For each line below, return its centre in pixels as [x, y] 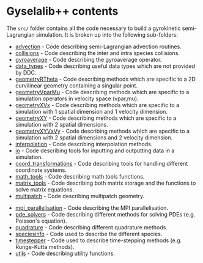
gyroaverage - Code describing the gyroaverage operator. [88, 59]
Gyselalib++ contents [62, 11]
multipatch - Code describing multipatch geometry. [80, 196]
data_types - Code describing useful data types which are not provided [105, 66]
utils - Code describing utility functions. [65, 253]
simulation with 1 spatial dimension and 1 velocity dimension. [91, 111]
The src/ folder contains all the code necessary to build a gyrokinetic [94, 28]
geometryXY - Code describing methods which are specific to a [96, 118]
